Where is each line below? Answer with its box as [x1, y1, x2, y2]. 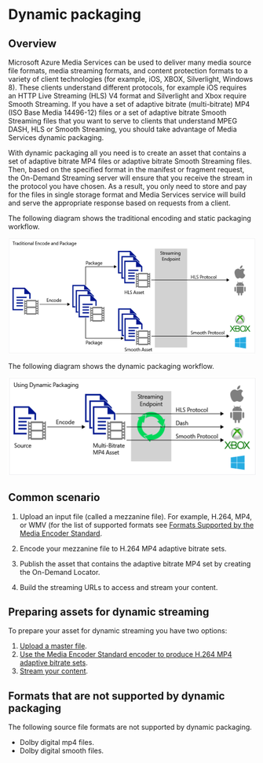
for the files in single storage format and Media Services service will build [8, 190, 246, 199]
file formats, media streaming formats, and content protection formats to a [8, 66, 249, 76]
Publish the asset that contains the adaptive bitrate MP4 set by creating [19, 558, 251, 568]
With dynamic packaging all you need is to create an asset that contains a [8, 148, 247, 157]
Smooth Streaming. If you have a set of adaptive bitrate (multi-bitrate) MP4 [8, 100, 250, 109]
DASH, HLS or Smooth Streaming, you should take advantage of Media [8, 124, 237, 134]
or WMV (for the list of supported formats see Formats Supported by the [19, 520, 254, 529]
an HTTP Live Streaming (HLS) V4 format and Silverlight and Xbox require [8, 91, 247, 100]
